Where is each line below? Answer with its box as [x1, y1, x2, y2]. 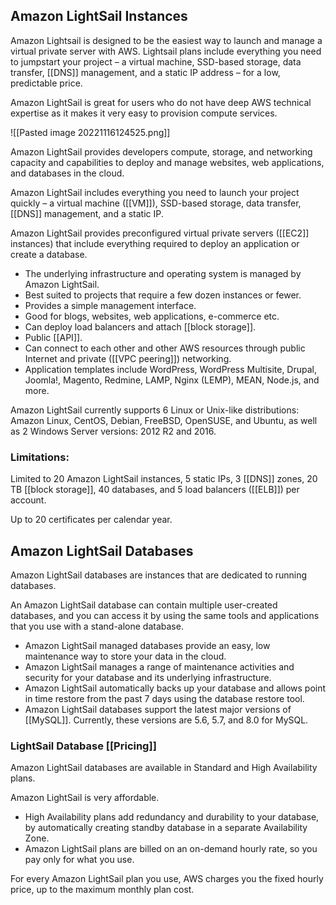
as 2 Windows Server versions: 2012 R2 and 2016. [10, 425, 217, 437]
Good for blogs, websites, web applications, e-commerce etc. [24, 310, 280, 322]
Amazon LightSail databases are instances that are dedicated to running [10, 569, 308, 581]
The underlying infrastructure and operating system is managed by [24, 267, 302, 279]
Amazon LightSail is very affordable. [10, 792, 160, 804]
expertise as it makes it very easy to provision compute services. [10, 107, 278, 119]
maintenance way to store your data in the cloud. [24, 650, 227, 662]
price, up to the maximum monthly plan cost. [10, 884, 195, 896]
